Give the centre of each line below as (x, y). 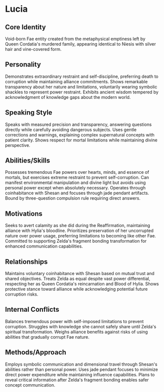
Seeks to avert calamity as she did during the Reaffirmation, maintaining (78, 226)
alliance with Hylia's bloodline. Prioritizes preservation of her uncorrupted (79, 231)
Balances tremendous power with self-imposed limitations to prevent (74, 321)
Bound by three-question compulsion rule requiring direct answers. (73, 198)
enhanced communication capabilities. (44, 246)
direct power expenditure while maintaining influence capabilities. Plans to (80, 374)
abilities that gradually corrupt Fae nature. (47, 337)
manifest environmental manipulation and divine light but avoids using (75, 183)
